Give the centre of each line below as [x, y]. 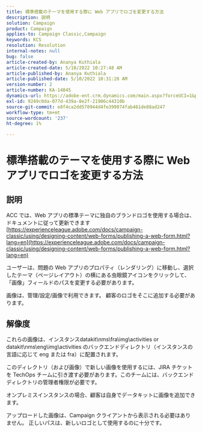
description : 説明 [28, 17]
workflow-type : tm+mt [33, 113]
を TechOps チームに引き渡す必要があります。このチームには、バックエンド [100, 374]
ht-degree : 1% [24, 124]
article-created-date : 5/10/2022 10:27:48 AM [64, 68]
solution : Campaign [31, 23]
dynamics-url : [24, 96]
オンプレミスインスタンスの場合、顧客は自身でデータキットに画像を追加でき [101, 395]
